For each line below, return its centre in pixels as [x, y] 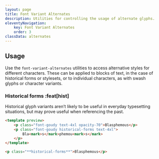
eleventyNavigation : [26, 23]
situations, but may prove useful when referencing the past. [65, 111]
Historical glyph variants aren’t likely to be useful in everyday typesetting [78, 106]
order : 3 [23, 32]
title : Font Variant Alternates [38, 14]
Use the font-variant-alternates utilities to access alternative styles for [77, 68]
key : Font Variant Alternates [44, 28]
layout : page [18, 9]
